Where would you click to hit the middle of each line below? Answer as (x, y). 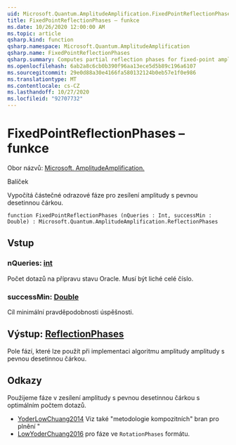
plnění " (29, 426)
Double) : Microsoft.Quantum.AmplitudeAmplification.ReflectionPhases (113, 221)
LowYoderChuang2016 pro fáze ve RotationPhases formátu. (104, 434)
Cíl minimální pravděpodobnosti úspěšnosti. (71, 312)
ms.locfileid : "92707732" (45, 99)
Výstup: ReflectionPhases (66, 334)
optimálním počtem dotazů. (47, 405)
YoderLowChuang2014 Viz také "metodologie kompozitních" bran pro (118, 418)
